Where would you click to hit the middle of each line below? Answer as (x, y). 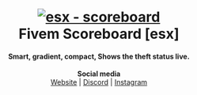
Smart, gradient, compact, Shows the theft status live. (99, 56)
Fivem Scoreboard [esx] (99, 34)
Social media (99, 74)
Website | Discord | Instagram (99, 82)
